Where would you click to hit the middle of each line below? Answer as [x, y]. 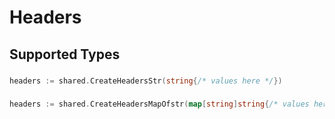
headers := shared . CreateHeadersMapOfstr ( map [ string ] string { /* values [159, 104]
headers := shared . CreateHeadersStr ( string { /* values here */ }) [146, 81]
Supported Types [65, 54]
